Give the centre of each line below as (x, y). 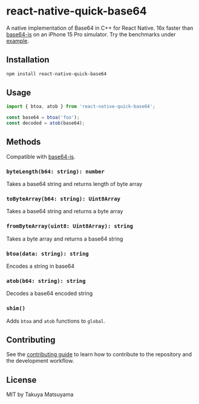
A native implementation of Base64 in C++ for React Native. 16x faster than (100, 28)
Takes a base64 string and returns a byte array (65, 211)
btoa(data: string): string (47, 253)
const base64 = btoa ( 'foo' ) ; (43, 118)
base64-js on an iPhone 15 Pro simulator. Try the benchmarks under (91, 34)
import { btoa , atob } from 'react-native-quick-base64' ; (81, 107)
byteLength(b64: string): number (55, 171)
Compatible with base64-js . (41, 156)
